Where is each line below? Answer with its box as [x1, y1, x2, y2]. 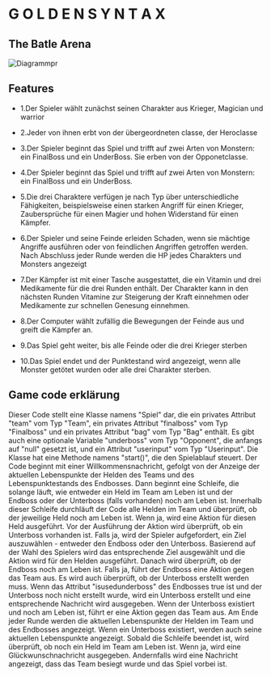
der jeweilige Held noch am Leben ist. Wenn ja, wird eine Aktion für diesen [8, 513, 256, 523]
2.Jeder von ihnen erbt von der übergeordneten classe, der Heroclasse [19, 127, 258, 138]
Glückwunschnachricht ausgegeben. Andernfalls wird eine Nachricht [8, 650, 239, 660]
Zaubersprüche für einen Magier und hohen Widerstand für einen [19, 209, 239, 218]
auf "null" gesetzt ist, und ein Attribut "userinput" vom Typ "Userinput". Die [8, 444, 259, 454]
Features [8, 82, 54, 95]
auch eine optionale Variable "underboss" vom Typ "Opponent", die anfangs [8, 435, 263, 445]
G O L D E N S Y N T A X [8, 5, 166, 23]
